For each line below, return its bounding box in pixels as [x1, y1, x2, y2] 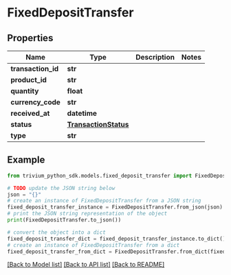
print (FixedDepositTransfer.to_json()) [7, 217, 122, 224]
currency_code [10, 97, 60, 107]
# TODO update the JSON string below [7, 184, 115, 191]
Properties [7, 32, 54, 44]
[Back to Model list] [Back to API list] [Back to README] [7, 261, 165, 269]
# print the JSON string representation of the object [7, 211, 168, 217]
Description [135, 53, 175, 62]
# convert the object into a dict [7, 228, 107, 236]
